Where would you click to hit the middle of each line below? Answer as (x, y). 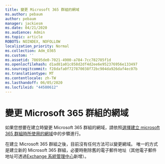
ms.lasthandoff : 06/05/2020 (34, 82)
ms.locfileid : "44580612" (32, 87)
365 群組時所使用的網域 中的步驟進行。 (44, 134)
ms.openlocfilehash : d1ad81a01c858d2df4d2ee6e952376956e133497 (71, 64)
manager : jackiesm (24, 23)
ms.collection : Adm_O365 (31, 51)
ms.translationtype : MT (30, 74)
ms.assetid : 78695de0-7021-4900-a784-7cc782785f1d (58, 60)
